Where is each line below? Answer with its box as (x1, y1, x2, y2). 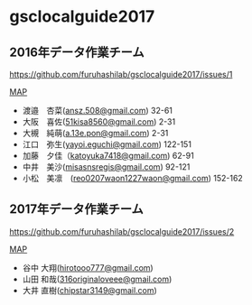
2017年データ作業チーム (9, 201, 145, 217)
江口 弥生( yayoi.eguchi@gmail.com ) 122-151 (22, 139, 192, 150)
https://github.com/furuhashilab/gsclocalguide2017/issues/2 (9, 226, 235, 236)
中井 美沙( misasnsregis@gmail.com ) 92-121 (22, 162, 191, 172)
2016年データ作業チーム (9, 44, 145, 60)
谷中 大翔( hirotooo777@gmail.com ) (22, 262, 154, 273)
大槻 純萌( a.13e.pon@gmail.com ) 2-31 (22, 128, 169, 138)
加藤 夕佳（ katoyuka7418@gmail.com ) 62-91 (22, 151, 194, 161)
